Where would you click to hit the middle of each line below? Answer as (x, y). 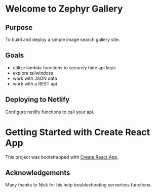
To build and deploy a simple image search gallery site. (63, 39)
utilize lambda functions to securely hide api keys (64, 67)
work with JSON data (35, 78)
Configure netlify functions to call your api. (50, 112)
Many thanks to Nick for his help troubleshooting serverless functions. (78, 185)
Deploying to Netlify (37, 100)
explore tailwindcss (33, 73)
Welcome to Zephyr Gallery (64, 9)
